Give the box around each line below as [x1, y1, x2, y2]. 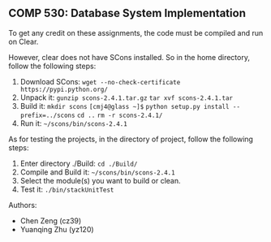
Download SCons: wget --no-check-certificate [19, 76, 181, 86]
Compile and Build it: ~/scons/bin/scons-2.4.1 [19, 166, 176, 177]
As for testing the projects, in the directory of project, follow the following [8, 134, 254, 144]
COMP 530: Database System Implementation [8, 6, 246, 20]
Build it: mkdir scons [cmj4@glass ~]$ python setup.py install [19, 101, 230, 110]
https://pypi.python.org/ [19, 85, 108, 93]
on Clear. [8, 37, 39, 46]
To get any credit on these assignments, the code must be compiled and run [8, 28, 264, 37]
